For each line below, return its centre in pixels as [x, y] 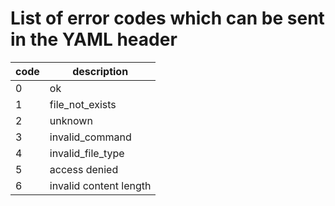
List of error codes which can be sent [167, 18]
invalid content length [100, 185]
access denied [84, 169]
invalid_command [90, 137]
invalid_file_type [87, 153]
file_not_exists [83, 104]
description [100, 71]
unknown [71, 120]
